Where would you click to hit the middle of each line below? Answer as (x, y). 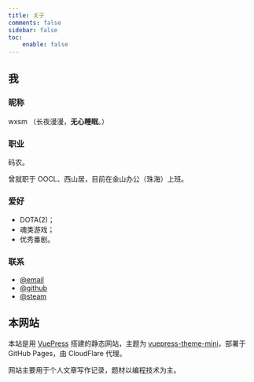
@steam (33, 296)
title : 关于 (26, 15)
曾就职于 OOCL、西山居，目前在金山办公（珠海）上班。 (98, 179)
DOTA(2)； (37, 220)
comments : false (35, 23)
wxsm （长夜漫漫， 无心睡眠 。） (58, 121)
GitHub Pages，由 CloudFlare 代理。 (68, 353)
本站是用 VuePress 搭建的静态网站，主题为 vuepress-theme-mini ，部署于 (127, 343)
